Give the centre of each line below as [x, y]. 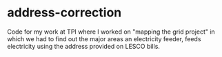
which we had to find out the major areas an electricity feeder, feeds [104, 38]
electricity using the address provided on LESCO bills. [84, 46]
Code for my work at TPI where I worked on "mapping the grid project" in [111, 32]
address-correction [64, 13]
